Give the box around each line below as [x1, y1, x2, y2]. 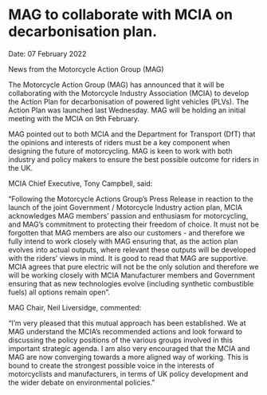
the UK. [8, 163, 33, 172]
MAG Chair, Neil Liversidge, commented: [8, 302, 142, 312]
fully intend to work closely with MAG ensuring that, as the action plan [8, 236, 238, 246]
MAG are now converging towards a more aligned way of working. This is [8, 352, 249, 361]
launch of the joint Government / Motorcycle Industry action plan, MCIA [8, 202, 243, 212]
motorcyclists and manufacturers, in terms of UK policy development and [8, 369, 249, 378]
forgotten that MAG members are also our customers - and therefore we [8, 227, 245, 237]
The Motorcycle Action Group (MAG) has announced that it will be [8, 80, 225, 89]
